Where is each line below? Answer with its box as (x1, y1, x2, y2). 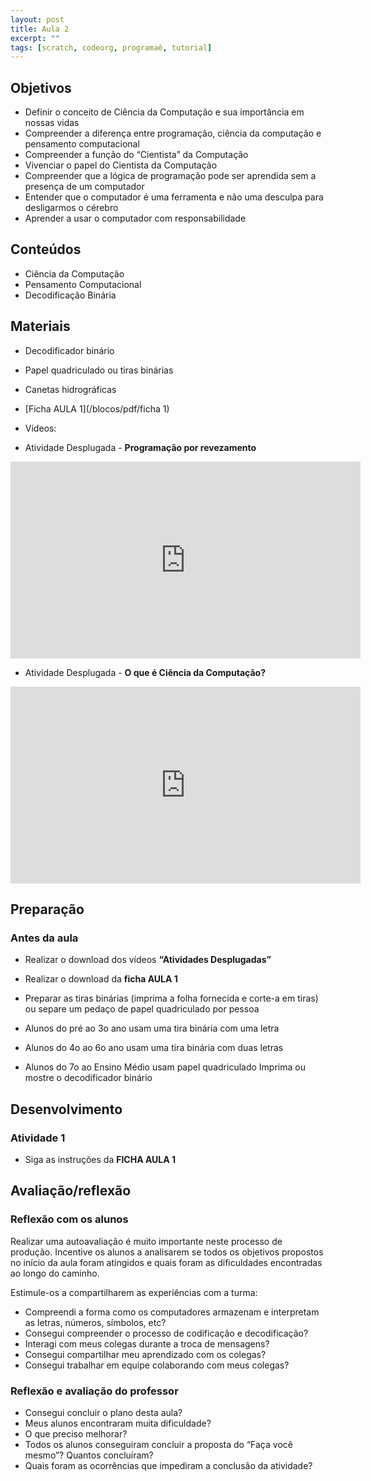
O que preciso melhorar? (24, 1428, 128, 1440)
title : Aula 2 (10, 24, 70, 34)
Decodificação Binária (24, 289, 117, 301)
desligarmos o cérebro (24, 202, 119, 214)
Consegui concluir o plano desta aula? (24, 1407, 183, 1419)
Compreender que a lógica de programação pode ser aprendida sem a (24, 170, 317, 182)
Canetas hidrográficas (24, 383, 117, 395)
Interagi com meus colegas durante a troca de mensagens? (24, 1337, 270, 1350)
